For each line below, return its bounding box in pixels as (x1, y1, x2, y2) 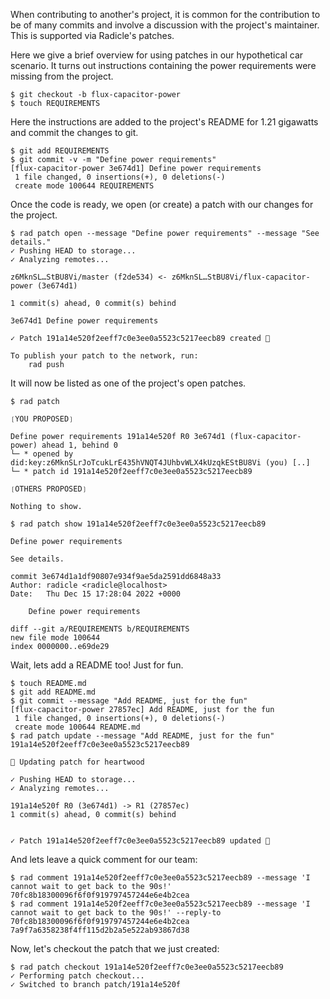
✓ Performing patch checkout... (10, 971, 145, 981)
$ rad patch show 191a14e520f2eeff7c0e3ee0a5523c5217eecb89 (10, 519, 267, 529)
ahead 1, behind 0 (41, 440, 118, 450)
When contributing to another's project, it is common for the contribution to (10, 9, 321, 20)
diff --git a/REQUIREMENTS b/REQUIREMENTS (10, 624, 190, 634)
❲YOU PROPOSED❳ (10, 414, 74, 424)
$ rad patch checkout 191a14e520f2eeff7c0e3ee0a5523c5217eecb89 (10, 962, 284, 972)
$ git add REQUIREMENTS (10, 146, 110, 156)
